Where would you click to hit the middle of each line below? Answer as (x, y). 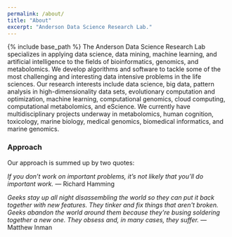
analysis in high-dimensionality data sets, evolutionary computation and (111, 91)
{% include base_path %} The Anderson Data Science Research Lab (107, 47)
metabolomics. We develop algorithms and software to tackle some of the (114, 69)
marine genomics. (33, 129)
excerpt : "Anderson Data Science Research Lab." (80, 27)
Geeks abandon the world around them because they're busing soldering (114, 212)
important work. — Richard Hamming (61, 184)
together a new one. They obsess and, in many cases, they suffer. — (107, 219)
